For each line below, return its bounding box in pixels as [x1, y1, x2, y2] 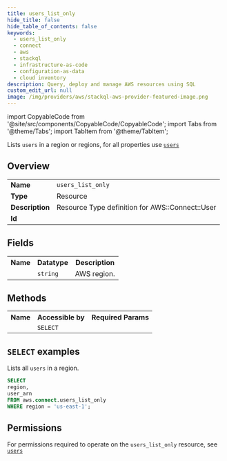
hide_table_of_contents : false [7, 23, 97, 30]
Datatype [37, 257, 69, 267]
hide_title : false [7, 17, 60, 23]
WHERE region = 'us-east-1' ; [7, 403, 91, 410]
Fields [7, 237, 34, 249]
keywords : [7, 29, 36, 37]
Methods [7, 293, 47, 304]
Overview [7, 160, 50, 173]
